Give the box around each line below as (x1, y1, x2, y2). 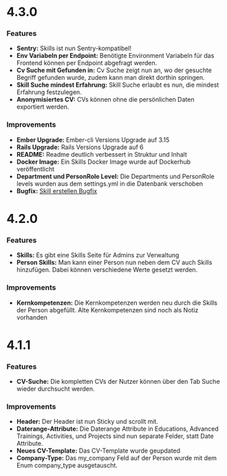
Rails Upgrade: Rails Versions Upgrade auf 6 (16, 142, 144, 151)
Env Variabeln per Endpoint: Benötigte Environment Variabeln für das (16, 52, 215, 60)
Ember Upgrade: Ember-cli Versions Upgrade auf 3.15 (16, 136, 170, 144)
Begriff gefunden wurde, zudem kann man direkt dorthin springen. (16, 74, 205, 82)
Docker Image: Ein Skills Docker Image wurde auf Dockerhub (16, 158, 191, 166)
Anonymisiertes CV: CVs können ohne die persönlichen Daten (16, 96, 195, 104)
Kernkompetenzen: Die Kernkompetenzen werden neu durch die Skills (16, 299, 218, 307)
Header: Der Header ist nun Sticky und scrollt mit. (16, 418, 159, 426)
